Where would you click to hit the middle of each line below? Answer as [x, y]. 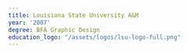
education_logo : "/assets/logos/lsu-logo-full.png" [94, 37]
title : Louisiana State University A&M [74, 15]
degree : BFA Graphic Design [54, 30]
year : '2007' [29, 23]
